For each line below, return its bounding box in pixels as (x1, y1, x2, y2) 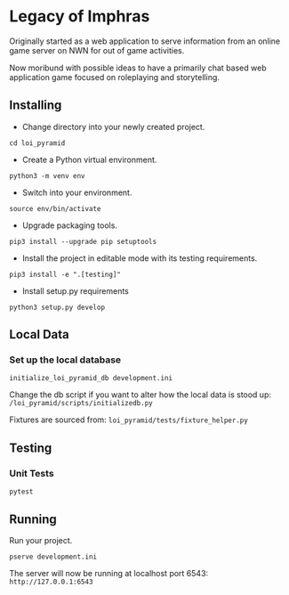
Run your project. (9, 534, 73, 545)
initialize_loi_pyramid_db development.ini (9, 374, 173, 383)
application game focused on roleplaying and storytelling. (9, 71, 221, 82)
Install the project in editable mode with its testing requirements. (21, 252, 258, 264)
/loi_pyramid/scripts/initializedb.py (9, 399, 153, 408)
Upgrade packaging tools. (21, 220, 118, 231)
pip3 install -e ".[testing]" (9, 270, 122, 279)
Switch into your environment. (21, 187, 132, 198)
